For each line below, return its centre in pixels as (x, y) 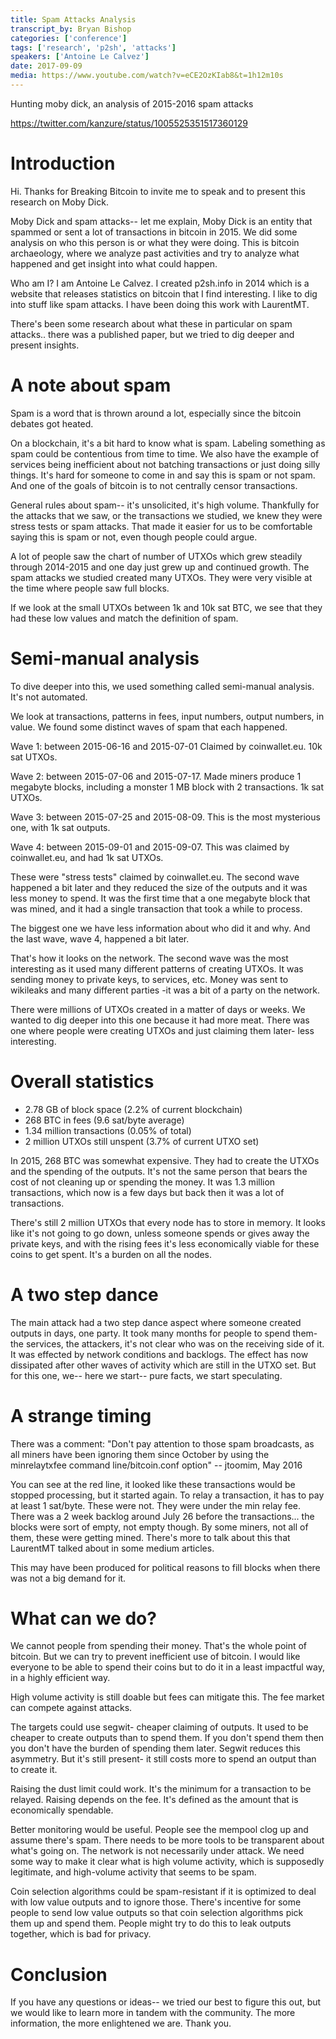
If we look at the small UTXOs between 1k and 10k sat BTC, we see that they (166, 607)
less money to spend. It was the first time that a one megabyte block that (160, 898)
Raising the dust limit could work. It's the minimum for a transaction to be (161, 1789)
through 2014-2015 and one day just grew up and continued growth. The (160, 567)
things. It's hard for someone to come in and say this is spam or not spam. (163, 475)
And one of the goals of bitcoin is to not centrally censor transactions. (154, 485)
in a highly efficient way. (60, 1678)
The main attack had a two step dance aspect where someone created (156, 1322)
